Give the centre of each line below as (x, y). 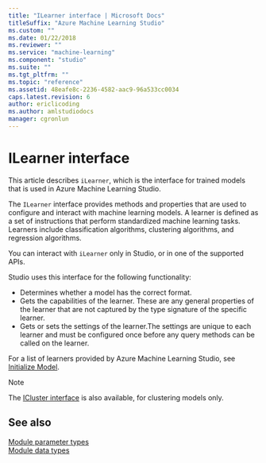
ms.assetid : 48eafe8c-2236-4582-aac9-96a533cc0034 (94, 89)
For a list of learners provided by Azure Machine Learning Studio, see (122, 358)
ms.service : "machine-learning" (62, 52)
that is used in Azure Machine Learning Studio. (85, 188)
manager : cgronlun (39, 119)
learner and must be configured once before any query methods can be (137, 334)
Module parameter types (49, 442)
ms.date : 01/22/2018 (42, 38)
